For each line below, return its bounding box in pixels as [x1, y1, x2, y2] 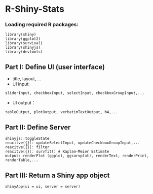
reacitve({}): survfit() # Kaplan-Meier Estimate [5, 149, 110, 154]
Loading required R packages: [5, 21, 79, 28]
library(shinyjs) [5, 45, 41, 50]
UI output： [12, 100, 36, 106]
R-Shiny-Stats [5, 3, 65, 15]
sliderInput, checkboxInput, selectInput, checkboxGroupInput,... [5, 91, 145, 96]
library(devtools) [5, 49, 43, 55]
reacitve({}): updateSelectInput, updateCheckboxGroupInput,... [5, 140, 140, 146]
